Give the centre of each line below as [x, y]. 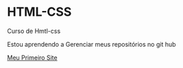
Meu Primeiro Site [32, 57]
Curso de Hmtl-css [34, 31]
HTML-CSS [39, 12]
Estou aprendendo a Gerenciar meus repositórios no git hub [91, 44]
